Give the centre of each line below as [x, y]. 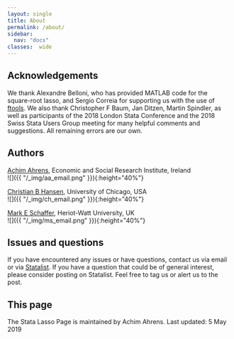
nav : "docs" [32, 41]
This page [30, 305]
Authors [26, 153]
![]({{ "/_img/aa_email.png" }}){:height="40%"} [76, 178]
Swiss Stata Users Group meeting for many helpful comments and [104, 123]
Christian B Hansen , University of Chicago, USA [77, 191]
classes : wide [30, 47]
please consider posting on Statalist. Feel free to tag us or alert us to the [113, 275]
